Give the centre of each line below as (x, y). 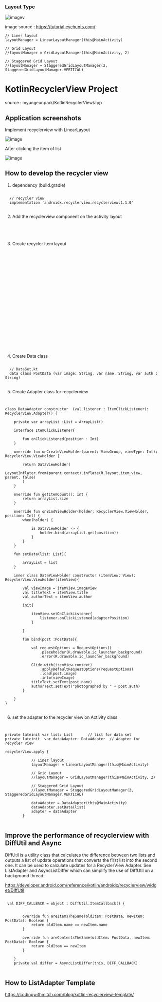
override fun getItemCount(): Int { (51, 494)
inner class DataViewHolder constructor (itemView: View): (75, 575)
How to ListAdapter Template (50, 983)
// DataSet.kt (24, 369)
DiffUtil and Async (33, 843)
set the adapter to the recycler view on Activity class (65, 717)
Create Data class (30, 356)
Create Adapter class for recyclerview (50, 391)
